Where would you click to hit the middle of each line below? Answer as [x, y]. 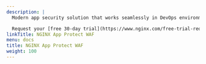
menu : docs [20, 40]
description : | [26, 12]
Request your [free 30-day [46, 29]
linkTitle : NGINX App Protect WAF [51, 34]
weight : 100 [21, 52]
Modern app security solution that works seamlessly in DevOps [94, 18]
